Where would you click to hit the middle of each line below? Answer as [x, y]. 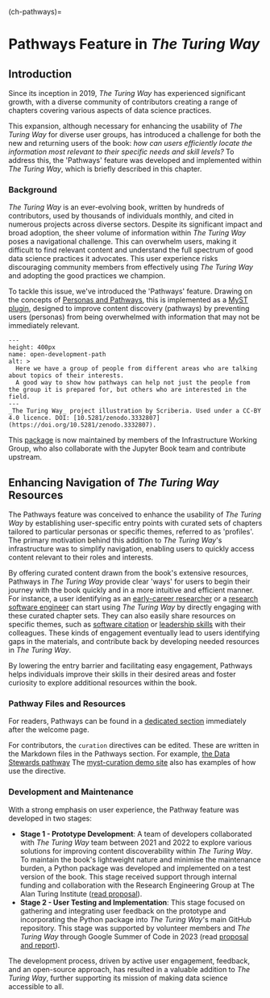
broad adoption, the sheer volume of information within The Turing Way [127, 233]
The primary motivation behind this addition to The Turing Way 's [115, 540]
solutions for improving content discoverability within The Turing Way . [136, 850]
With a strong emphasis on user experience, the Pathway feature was [124, 809]
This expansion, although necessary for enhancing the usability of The [126, 126]
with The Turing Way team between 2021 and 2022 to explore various [136, 842]
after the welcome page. [49, 730]
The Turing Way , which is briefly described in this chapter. [105, 169]
